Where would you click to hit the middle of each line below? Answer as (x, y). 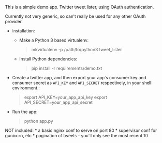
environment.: (26, 88)
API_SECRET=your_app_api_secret (58, 102)
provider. (14, 21)
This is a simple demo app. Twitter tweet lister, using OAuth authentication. (80, 7)
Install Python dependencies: (48, 59)
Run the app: (25, 112)
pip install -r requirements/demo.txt (67, 68)
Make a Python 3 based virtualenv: (54, 40)
